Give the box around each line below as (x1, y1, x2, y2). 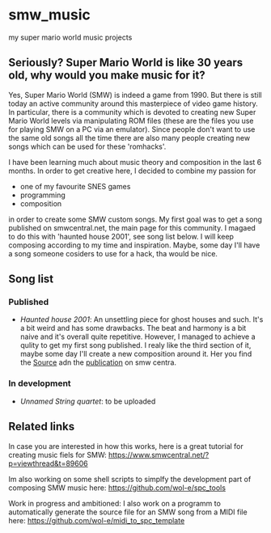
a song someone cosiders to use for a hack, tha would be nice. (8, 248, 218, 258)
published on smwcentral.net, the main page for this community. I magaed (8, 222, 256, 232)
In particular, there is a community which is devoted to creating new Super (8, 107, 256, 116)
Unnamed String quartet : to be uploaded (19, 396, 156, 406)
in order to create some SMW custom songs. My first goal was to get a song (8, 214, 263, 224)
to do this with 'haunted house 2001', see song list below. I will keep (8, 231, 235, 241)
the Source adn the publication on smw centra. (19, 357, 176, 367)
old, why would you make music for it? (8, 69, 205, 82)
